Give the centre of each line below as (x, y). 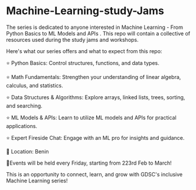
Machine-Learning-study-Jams (85, 11)
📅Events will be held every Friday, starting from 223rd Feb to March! (89, 163)
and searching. (24, 106)
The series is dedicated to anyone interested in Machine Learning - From (94, 27)
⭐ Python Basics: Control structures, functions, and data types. (83, 63)
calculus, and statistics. (35, 85)
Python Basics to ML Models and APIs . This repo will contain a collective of (98, 33)
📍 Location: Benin (27, 151)
